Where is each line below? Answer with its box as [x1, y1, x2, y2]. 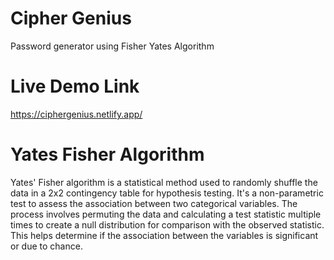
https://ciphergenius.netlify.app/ [10, 108, 143, 120]
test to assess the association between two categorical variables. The [10, 197, 298, 209]
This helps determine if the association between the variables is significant [10, 229, 319, 241]
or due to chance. [10, 240, 83, 252]
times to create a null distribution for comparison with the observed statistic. [10, 218, 325, 231]
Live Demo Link [10, 75, 140, 98]
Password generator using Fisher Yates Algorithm [10, 40, 215, 52]
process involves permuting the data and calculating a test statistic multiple [10, 208, 322, 220]
